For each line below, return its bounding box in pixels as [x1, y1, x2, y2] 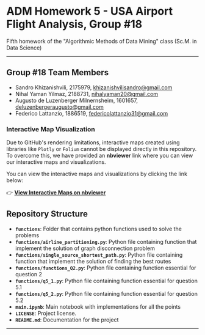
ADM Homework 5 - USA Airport [6, 4, 173, 18]
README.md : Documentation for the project [15, 316, 119, 323]
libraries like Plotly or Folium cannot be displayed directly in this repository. [6, 145, 197, 153]
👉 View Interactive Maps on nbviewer [6, 189, 106, 196]
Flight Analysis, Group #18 [6, 17, 143, 31]
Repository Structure [6, 209, 88, 219]
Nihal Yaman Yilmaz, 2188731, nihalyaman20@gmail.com [15, 90, 159, 97]
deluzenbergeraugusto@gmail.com [15, 103, 104, 111]
